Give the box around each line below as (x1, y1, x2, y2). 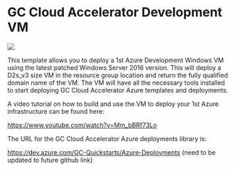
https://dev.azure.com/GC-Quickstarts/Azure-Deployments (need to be (7, 148, 216, 156)
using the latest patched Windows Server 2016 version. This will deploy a (7, 63, 222, 71)
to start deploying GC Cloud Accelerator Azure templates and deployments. (7, 85, 229, 94)
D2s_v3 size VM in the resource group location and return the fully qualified (7, 71, 229, 79)
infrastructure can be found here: (7, 107, 105, 115)
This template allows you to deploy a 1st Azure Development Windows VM (7, 56, 224, 64)
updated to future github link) (7, 155, 94, 164)
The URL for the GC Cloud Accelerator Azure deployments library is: (7, 134, 207, 143)
